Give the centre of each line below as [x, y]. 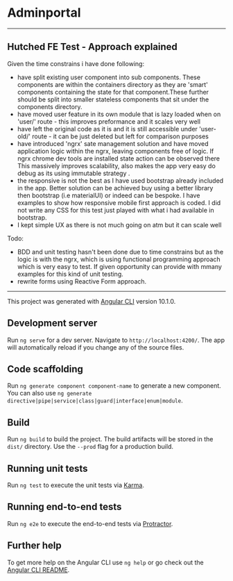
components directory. [50, 106]
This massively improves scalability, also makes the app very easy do [116, 165]
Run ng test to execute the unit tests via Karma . [76, 485]
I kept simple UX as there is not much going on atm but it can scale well [119, 224]
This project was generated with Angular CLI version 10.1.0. [92, 301]
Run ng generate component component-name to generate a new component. [114, 386]
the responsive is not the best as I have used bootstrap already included [120, 180]
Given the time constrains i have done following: [76, 63]
